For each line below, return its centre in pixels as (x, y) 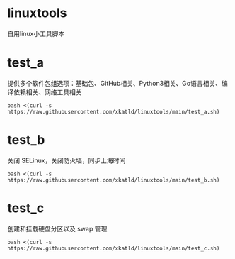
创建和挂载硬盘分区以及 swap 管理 (57, 228)
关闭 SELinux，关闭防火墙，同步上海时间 (67, 160)
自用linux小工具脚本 (36, 33)
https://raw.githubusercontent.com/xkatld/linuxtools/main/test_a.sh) (114, 111)
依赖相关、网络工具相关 (47, 92)
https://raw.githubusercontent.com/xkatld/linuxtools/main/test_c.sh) (114, 248)
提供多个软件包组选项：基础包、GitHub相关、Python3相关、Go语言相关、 (114, 83)
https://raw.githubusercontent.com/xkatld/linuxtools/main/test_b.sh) (114, 180)
